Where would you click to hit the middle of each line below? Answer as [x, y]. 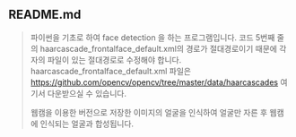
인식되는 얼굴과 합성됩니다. [87, 124]
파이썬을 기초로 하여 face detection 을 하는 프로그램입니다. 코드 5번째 [152, 37]
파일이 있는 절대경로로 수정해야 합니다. [114, 60]
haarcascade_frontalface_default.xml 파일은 [111, 71]
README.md [45, 15]
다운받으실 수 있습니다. [87, 93]
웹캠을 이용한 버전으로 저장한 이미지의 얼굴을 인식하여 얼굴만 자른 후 [149, 112]
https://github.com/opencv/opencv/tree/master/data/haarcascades [154, 82]
